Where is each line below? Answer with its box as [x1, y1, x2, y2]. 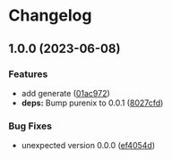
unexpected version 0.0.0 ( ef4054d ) [21, 140, 156, 151]
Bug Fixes [8, 120, 53, 132]
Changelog [8, 5, 92, 26]
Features [8, 68, 48, 80]
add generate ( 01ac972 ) [21, 88, 111, 98]
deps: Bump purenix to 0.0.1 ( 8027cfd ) [21, 97, 164, 108]
